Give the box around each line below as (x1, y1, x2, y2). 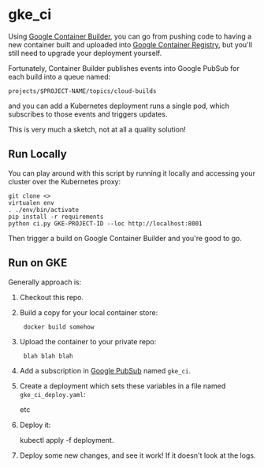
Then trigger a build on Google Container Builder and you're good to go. (8, 233, 242, 243)
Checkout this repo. (19, 292, 84, 302)
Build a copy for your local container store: (19, 307, 158, 317)
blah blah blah (23, 352, 73, 360)
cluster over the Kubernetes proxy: (8, 176, 121, 186)
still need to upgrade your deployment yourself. (8, 48, 162, 58)
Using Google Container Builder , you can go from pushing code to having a (8, 32, 252, 41)
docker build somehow (23, 323, 95, 331)
